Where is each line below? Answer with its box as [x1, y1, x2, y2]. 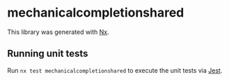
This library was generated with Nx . [7, 28, 109, 36]
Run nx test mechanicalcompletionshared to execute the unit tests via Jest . [7, 66, 223, 74]
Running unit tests [7, 48, 88, 60]
